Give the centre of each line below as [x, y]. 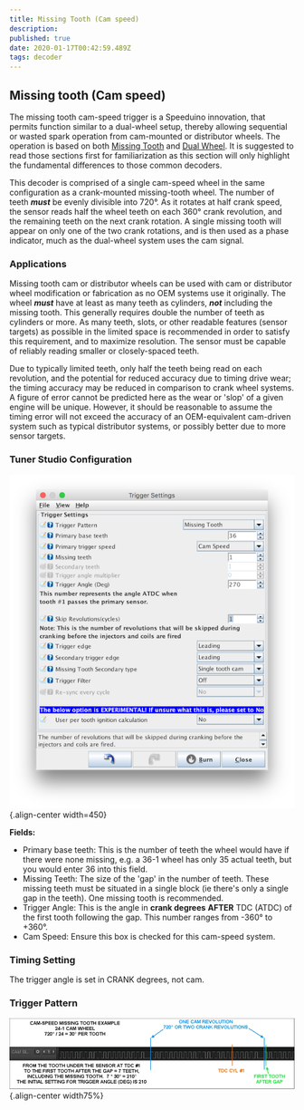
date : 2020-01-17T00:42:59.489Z [70, 48]
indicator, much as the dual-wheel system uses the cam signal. [127, 240]
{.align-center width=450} [58, 815]
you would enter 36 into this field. [85, 869]
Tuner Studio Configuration [71, 459]
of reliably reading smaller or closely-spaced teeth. [104, 351]
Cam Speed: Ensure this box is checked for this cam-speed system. [149, 936]
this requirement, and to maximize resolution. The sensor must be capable [148, 342]
